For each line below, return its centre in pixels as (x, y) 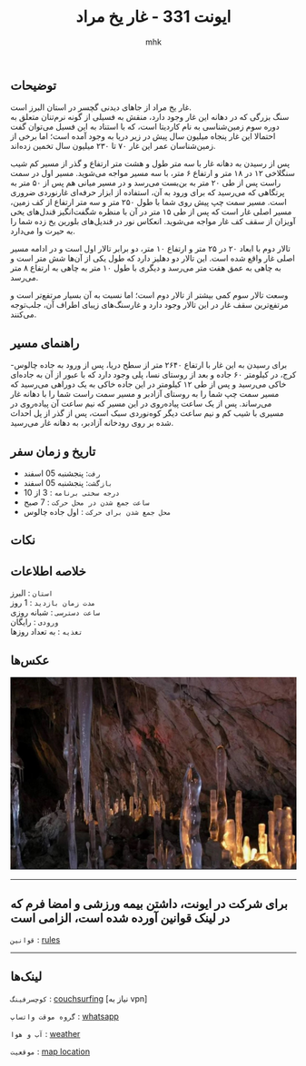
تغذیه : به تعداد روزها (47, 632)
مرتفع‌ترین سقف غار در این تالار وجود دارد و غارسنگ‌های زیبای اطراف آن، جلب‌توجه (149, 305)
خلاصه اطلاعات (49, 571)
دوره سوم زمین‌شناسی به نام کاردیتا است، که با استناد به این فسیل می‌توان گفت (145, 127)
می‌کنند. (24, 314)
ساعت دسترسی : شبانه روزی (55, 612)
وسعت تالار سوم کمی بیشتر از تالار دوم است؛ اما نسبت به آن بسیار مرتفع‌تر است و (149, 295)
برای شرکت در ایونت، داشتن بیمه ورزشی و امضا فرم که (149, 904)
